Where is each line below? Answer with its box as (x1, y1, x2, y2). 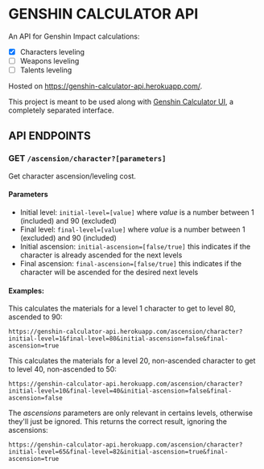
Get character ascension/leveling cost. (8, 171, 137, 181)
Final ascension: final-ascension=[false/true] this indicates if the (19, 259, 242, 269)
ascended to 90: (8, 312, 63, 322)
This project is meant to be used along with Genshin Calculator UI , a (8, 97, 234, 107)
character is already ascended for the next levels (19, 250, 183, 260)
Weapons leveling (19, 56, 80, 65)
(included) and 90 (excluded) (19, 216, 117, 226)
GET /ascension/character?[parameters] (8, 153, 167, 164)
